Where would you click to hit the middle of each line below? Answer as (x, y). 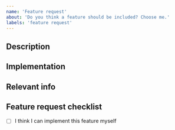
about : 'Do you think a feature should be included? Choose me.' (88, 17)
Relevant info (31, 87)
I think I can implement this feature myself (65, 121)
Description (28, 46)
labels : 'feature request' (39, 22)
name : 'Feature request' (37, 12)
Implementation (36, 66)
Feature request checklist (54, 107)
